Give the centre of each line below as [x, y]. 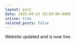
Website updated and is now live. [38, 37]
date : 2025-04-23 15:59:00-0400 [38, 14]
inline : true [18, 18]
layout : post [18, 9]
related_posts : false [27, 23]
